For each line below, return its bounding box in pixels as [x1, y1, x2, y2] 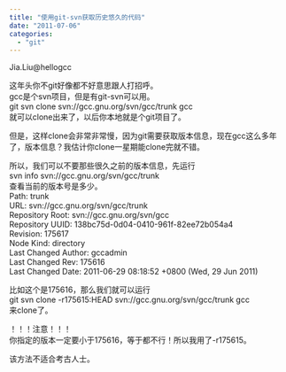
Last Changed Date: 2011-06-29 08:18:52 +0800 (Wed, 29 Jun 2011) [9, 267, 259, 277]
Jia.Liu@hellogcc [9, 62, 73, 73]
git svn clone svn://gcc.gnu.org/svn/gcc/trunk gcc [9, 101, 193, 112]
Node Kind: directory [9, 238, 86, 249]
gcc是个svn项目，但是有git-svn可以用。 [9, 91, 155, 102]
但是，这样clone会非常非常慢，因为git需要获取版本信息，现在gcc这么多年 [9, 130, 277, 142]
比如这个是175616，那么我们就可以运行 [9, 284, 151, 295]
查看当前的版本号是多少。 [9, 181, 103, 191]
